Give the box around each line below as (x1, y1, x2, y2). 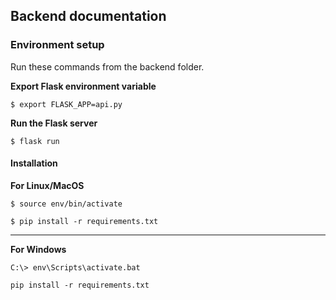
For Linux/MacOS (10, 179, 85, 191)
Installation (10, 157, 58, 169)
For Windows (10, 243, 67, 255)
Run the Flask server (10, 117, 98, 129)
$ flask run (10, 136, 60, 146)
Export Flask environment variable (10, 80, 157, 92)
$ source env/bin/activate (10, 199, 123, 209)
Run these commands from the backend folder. (10, 60, 205, 73)
